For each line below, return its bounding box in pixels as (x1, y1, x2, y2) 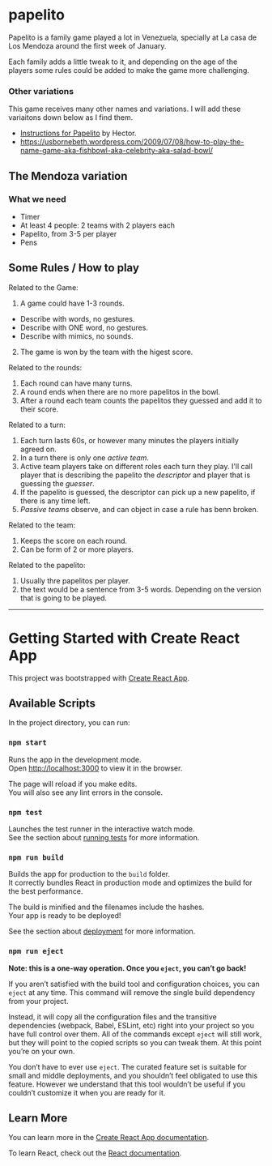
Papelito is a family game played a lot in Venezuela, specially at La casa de (8, 32, 257, 42)
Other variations (8, 85, 74, 96)
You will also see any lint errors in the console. (8, 788, 164, 797)
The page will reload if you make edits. (8, 779, 138, 788)
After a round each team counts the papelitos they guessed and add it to (19, 395, 262, 405)
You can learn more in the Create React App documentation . (8, 1133, 210, 1143)
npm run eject (8, 946, 64, 956)
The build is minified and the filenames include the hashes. (8, 902, 205, 912)
